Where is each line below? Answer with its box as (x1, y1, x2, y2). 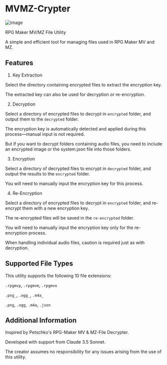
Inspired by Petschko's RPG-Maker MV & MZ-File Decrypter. (5, 329, 129, 335)
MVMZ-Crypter (5, 3, 71, 14)
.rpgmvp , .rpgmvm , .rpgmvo (5, 282, 57, 288)
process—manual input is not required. (5, 131, 85, 137)
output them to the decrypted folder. (5, 116, 79, 122)
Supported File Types (5, 259, 73, 268)
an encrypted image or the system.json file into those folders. (5, 146, 132, 152)
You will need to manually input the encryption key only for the (5, 224, 134, 230)
